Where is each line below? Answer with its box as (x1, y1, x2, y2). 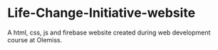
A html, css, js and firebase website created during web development (7, 28, 211, 37)
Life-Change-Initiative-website (7, 5, 196, 21)
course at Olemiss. (7, 35, 63, 44)
